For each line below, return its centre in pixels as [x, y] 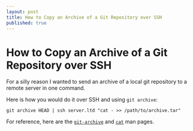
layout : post [22, 12]
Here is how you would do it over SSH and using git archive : [82, 100]
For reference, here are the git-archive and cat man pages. [80, 122]
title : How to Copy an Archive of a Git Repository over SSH [84, 17]
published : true [26, 23]
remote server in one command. [46, 88]
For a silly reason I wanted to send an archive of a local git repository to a [97, 82]
